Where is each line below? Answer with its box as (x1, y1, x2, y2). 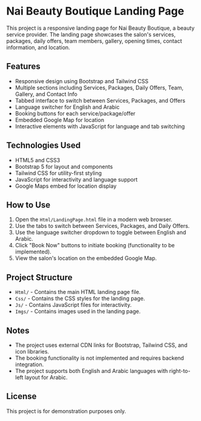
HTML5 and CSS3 (15, 156, 61, 163)
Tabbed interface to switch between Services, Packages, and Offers (15, 97, 186, 104)
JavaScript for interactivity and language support (15, 176, 138, 183)
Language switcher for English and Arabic (15, 103, 120, 111)
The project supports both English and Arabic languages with (15, 368, 168, 374)
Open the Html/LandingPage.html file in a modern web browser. (15, 216, 173, 223)
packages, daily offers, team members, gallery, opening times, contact (6, 37, 182, 44)
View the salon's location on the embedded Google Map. (15, 255, 157, 262)
